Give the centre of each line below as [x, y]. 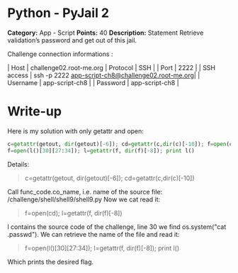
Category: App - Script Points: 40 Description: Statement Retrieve [106, 33]
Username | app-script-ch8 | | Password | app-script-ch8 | [93, 82]
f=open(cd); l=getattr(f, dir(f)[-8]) [73, 213]
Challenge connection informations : [60, 54]
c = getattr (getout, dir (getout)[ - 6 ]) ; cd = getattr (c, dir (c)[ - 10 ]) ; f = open [117, 144]
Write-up [35, 112]
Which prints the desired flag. [51, 262]
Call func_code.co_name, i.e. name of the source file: [85, 191]
